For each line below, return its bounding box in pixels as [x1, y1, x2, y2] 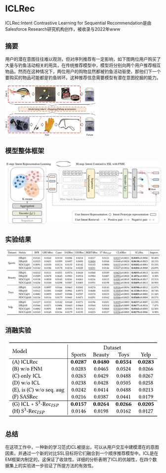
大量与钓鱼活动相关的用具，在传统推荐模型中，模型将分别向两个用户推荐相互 [5, 62, 161, 68]
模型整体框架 [5, 147, 44, 155]
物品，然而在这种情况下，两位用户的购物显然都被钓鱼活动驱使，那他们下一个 [5, 68, 161, 74]
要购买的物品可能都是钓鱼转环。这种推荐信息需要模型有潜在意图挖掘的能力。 [5, 75, 161, 81]
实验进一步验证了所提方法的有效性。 [22, 463, 96, 469]
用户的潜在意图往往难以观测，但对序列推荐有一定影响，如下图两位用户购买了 [5, 56, 161, 62]
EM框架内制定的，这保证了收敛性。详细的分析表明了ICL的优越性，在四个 [5, 456, 153, 462]
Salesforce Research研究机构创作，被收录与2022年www [5, 26, 121, 32]
